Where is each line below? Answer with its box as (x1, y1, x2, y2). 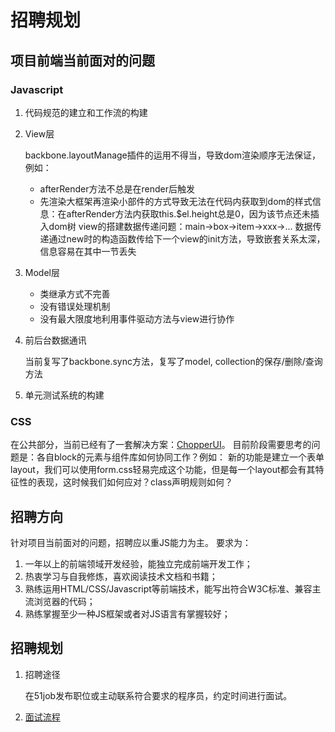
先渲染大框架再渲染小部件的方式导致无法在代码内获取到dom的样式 (39, 195, 313, 207)
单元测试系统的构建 (24, 389, 105, 401)
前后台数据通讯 (24, 334, 87, 346)
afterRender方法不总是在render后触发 (39, 182, 195, 195)
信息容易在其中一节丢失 (39, 245, 137, 257)
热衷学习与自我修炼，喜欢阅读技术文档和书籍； (24, 570, 218, 582)
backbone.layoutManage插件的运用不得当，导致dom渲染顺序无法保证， (24, 149, 321, 161)
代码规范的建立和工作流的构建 (24, 106, 148, 118)
